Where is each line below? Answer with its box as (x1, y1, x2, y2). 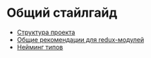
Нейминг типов (16, 43, 64, 51)
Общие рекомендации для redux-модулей (16, 35, 145, 43)
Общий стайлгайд (6, 5, 118, 21)
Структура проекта (16, 28, 75, 36)
